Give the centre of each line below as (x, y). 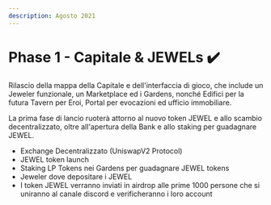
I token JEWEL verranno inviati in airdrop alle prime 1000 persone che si (140, 185)
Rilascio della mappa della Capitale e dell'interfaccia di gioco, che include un (136, 85)
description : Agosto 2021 (52, 16)
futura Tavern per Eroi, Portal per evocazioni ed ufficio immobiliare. (120, 102)
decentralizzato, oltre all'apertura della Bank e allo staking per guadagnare (133, 127)
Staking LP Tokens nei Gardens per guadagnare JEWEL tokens (125, 168)
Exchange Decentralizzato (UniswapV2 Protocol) (101, 151)
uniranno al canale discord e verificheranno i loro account (116, 194)
